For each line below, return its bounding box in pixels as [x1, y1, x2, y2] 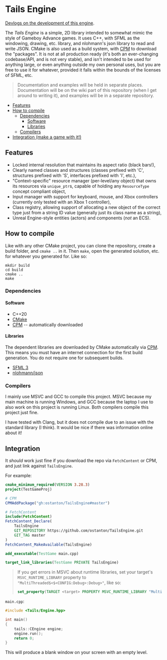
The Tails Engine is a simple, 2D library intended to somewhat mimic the [5, 29, 153, 35]
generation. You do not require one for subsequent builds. [5, 355, 124, 361]
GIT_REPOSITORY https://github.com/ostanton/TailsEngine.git [14, 528, 143, 533]
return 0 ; [14, 636, 35, 641]
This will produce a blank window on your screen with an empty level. [5, 650, 148, 656]
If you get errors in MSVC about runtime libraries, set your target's [17, 569, 153, 575]
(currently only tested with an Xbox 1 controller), [12, 199, 111, 205]
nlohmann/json [12, 370, 43, 376]
